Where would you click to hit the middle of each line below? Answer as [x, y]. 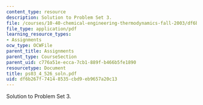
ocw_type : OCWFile [29, 46]
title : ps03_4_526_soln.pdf [42, 74]
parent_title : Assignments [40, 51]
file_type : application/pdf [42, 29]
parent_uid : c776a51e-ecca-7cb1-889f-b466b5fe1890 [71, 62]
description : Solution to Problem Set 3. [59, 17]
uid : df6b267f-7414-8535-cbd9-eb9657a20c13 [62, 79]
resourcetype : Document [36, 68]
